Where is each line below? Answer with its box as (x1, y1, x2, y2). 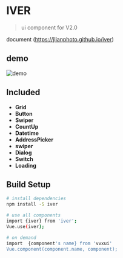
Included (6, 87, 41, 98)
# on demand (6, 234, 36, 241)
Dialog (15, 149, 32, 156)
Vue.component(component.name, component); (6, 246, 118, 252)
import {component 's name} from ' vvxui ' (6, 240, 113, 246)
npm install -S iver (6, 201, 59, 207)
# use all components (6, 212, 61, 218)
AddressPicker (15, 135, 53, 143)
